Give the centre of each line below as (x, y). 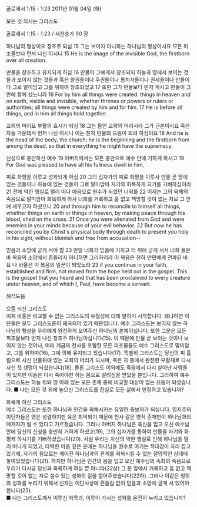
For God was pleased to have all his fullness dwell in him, (75, 165)
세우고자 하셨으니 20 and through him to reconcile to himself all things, (96, 206)
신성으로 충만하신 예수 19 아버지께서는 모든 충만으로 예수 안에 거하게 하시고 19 (95, 158)
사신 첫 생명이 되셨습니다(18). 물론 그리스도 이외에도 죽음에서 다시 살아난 (89, 367)
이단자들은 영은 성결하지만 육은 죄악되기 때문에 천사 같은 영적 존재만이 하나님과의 (99, 417)
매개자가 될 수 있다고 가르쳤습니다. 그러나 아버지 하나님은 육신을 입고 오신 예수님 (98, 424)
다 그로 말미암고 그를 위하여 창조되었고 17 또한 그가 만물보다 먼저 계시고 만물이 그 (98, 87)
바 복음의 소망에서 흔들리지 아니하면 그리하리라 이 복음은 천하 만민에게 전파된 (94, 257)
